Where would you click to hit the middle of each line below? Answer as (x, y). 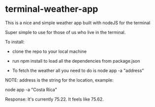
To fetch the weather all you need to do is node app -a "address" (78, 71)
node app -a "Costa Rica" (31, 89)
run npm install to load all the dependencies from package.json (76, 61)
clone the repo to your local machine (49, 51)
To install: (15, 42)
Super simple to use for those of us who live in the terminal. (65, 32)
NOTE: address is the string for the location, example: (59, 80)
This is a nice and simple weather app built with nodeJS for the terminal (78, 23)
